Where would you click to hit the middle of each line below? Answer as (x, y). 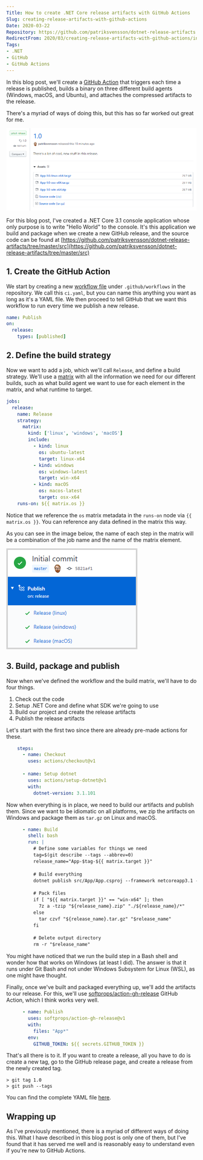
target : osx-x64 (59, 497)
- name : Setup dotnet (50, 774)
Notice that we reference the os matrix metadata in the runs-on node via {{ (99, 515)
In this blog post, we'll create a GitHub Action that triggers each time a (94, 82)
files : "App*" (51, 1031)
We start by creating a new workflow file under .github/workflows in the (96, 286)
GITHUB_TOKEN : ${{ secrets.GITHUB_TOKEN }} (89, 1044)
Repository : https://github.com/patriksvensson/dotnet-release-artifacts (101, 32)
